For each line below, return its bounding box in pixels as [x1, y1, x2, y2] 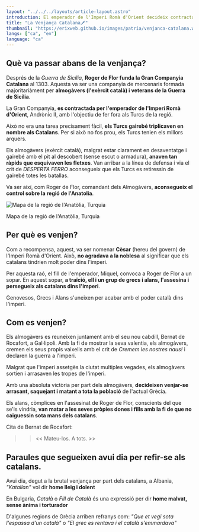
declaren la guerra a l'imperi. [6, 352, 76, 360]
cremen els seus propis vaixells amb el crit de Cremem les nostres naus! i [6, 346, 185, 353]
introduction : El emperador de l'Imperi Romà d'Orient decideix [6, 14, 168, 20]
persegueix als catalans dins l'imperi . [6, 282, 101, 289]
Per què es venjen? [6, 230, 78, 240]
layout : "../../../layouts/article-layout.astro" [6, 8, 131, 15]
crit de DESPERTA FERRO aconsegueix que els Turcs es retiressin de [6, 165, 174, 172]
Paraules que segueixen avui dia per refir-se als [6, 452, 185, 462]
